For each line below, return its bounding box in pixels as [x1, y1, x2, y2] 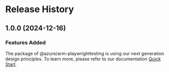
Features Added [5, 39, 46, 46]
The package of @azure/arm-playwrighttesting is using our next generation [5, 50, 164, 56]
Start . [5, 61, 17, 67]
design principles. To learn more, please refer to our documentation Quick [5, 56, 161, 62]
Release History [5, 4, 74, 15]
